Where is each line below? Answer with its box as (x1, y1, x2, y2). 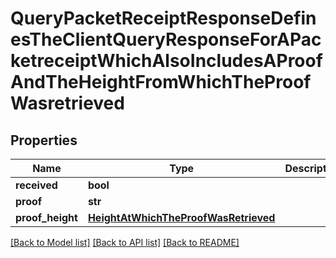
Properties (10, 132, 78, 149)
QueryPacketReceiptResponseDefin (10, 7, 317, 30)
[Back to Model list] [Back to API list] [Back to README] (10, 237, 240, 248)
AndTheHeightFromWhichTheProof (10, 71, 312, 94)
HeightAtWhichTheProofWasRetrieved (87, 211, 276, 224)
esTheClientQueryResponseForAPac (10, 28, 322, 51)
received (15, 178, 58, 192)
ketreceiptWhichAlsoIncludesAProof (10, 50, 323, 72)
